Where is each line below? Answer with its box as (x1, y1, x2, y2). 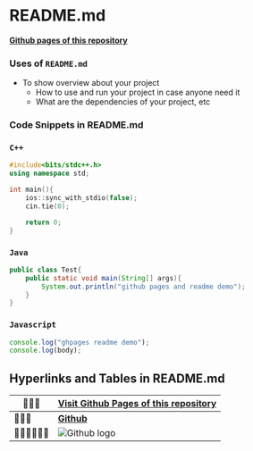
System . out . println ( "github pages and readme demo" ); (41, 282, 246, 291)
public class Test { (9, 265, 82, 274)
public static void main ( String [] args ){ (25, 273, 181, 282)
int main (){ (9, 185, 54, 195)
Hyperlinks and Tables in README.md (9, 371, 225, 386)
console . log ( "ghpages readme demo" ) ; (9, 338, 150, 347)
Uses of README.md (9, 57, 88, 70)
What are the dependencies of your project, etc (35, 96, 211, 107)
